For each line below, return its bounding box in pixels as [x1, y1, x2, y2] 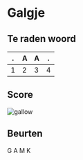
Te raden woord [7, 33, 76, 45]
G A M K [7, 146, 31, 154]
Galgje [7, 5, 46, 21]
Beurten [7, 128, 43, 140]
